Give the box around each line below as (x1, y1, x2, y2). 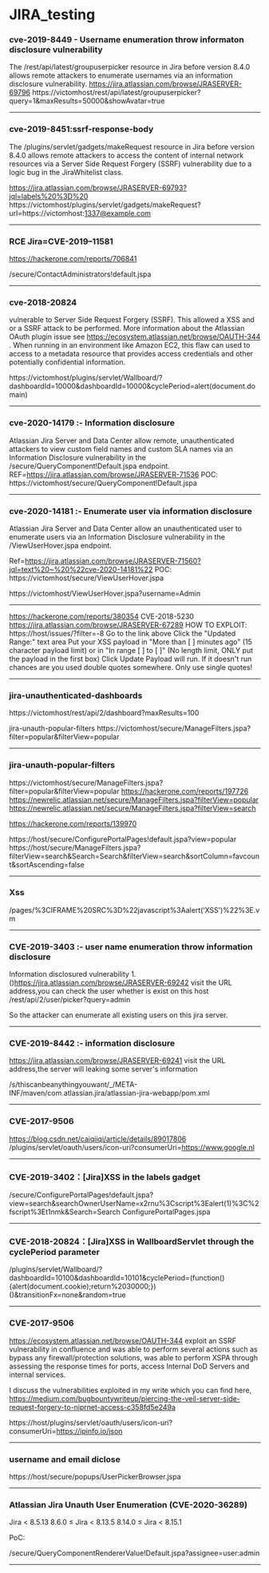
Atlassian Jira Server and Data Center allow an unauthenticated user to (9, 524, 243, 533)
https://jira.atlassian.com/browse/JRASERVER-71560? (24, 556, 202, 565)
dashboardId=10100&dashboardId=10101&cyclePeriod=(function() (9, 1273, 225, 1283)
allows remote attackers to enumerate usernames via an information (9, 70, 234, 81)
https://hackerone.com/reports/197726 (121, 786, 249, 796)
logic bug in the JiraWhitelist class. (9, 167, 124, 177)
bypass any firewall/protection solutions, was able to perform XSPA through (9, 1352, 259, 1362)
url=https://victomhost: (9, 208, 85, 217)
